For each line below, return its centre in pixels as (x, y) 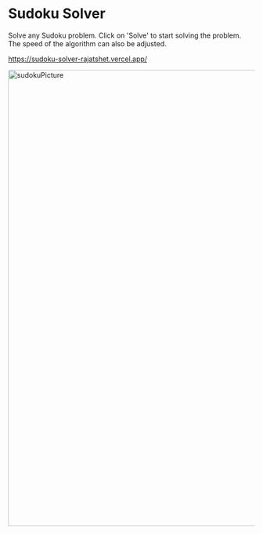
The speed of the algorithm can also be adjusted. (87, 43)
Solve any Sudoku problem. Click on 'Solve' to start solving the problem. (125, 35)
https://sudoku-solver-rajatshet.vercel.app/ (77, 59)
